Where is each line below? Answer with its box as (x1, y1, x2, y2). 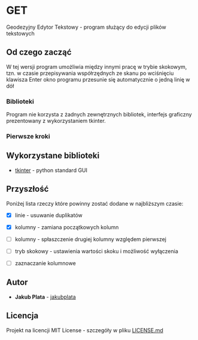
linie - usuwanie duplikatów (14, 211, 83, 219)
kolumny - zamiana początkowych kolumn (14, 223, 119, 231)
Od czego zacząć (6, 47, 72, 58)
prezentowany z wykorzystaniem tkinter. (6, 118, 106, 125)
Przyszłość (6, 184, 49, 194)
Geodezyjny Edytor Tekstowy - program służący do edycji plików (6, 23, 166, 31)
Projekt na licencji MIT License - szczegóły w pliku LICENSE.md (6, 326, 163, 333)
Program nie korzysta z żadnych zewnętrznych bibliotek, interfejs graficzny (6, 111, 193, 118)
